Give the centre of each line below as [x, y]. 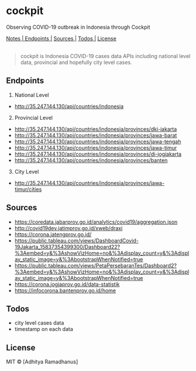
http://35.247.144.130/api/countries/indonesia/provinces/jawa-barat [96, 135]
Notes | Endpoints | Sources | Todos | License [61, 38]
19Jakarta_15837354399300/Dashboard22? [67, 247]
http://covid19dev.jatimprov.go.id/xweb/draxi [68, 228]
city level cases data [39, 323]
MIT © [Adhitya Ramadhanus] [42, 362]
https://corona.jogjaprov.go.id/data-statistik [67, 284]
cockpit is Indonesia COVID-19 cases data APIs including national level [105, 56]
